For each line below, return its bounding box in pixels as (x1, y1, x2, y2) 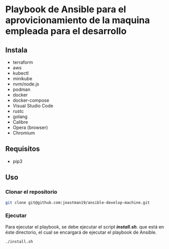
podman (12, 86, 31, 93)
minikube (12, 76, 32, 81)
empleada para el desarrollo (5, 26, 127, 37)
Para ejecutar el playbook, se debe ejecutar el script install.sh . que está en (5, 223, 164, 230)
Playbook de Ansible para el (5, 4, 126, 15)
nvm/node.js (12, 81, 39, 87)
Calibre (12, 119, 28, 125)
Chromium (12, 130, 35, 136)
